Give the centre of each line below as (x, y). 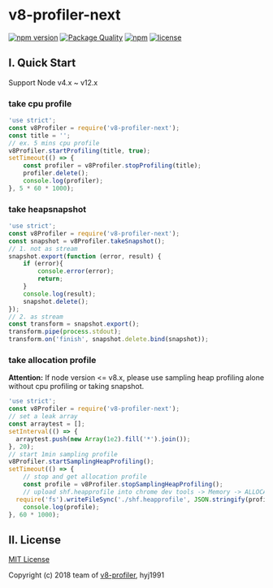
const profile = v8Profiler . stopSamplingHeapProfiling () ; (123, 485)
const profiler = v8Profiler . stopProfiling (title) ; (112, 166)
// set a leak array (43, 417)
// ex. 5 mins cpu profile (54, 143)
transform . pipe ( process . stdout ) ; (65, 332)
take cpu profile (40, 103)
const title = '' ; (39, 136)
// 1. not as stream (43, 249)
